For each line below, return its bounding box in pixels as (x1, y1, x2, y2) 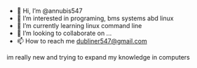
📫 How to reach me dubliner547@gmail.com (16, 37, 148, 45)
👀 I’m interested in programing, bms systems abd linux (16, 14, 174, 22)
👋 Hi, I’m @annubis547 (16, 7, 83, 15)
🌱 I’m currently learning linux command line (16, 22, 142, 29)
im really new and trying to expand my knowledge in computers (6, 53, 191, 61)
